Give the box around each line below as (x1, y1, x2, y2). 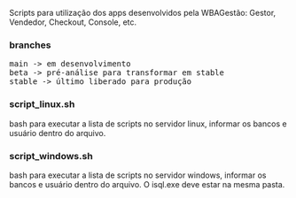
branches (9, 39, 51, 51)
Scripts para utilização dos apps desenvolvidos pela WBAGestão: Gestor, (9, 8, 277, 18)
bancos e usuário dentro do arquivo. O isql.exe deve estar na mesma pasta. (9, 179, 285, 189)
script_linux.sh (9, 98, 75, 110)
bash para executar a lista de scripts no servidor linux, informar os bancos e (9, 118, 287, 129)
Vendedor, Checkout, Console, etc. (9, 17, 137, 27)
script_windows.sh (9, 149, 93, 162)
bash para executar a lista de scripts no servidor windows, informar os (9, 170, 267, 180)
